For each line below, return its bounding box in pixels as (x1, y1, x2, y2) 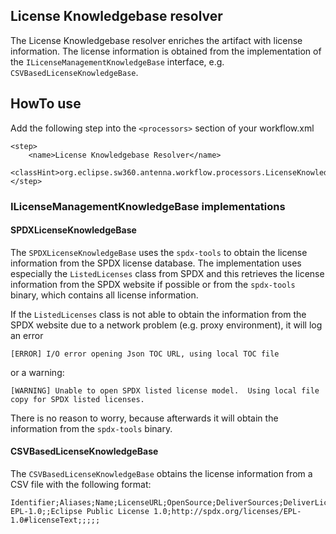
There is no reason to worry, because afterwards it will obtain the (10, 412, 279, 424)
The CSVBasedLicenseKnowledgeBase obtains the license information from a (10, 467, 313, 479)
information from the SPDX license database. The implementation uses (10, 257, 302, 269)
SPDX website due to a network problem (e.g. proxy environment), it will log (10, 319, 323, 331)
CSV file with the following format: (10, 478, 152, 490)
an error (10, 329, 44, 341)
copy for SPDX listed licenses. (10, 394, 145, 404)
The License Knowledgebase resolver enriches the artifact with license (10, 34, 303, 46)
